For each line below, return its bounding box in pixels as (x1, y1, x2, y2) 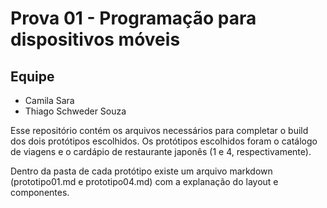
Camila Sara (24, 95, 75, 106)
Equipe (10, 68, 55, 85)
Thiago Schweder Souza (24, 105, 127, 117)
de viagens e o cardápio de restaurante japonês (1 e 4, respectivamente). (10, 146, 312, 157)
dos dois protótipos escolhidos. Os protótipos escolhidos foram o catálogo (10, 135, 318, 147)
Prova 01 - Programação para (10, 7, 257, 30)
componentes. (10, 187, 70, 198)
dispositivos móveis (10, 28, 181, 51)
